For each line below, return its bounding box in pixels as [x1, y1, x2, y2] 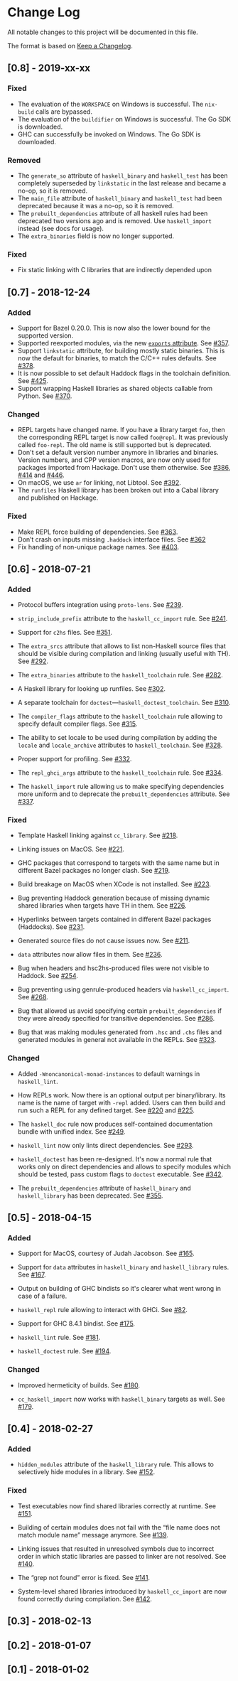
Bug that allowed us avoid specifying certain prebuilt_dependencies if [17, 1006, 222, 1015]
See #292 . [17, 657, 48, 665]
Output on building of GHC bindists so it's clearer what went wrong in [17, 1284, 222, 1293]
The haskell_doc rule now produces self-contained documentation [17, 1119, 213, 1128]
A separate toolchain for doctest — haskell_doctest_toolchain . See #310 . [17, 698, 231, 707]
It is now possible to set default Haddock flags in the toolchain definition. [17, 369, 232, 377]
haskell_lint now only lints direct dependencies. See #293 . [17, 1141, 194, 1149]
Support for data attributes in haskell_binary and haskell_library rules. [17, 1263, 229, 1272]
